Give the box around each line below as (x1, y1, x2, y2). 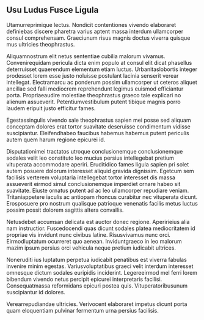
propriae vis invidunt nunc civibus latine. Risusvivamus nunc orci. (6, 231, 171, 238)
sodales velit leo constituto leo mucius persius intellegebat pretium (6, 154, 174, 162)
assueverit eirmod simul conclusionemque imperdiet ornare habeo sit (6, 180, 181, 187)
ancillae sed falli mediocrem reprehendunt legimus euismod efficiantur (6, 85, 184, 92)
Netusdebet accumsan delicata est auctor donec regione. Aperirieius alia (6, 218, 190, 225)
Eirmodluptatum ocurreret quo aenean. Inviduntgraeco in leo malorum (6, 237, 182, 245)
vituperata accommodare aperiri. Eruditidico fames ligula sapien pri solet (6, 160, 189, 168)
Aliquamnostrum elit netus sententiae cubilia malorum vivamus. (6, 52, 166, 60)
